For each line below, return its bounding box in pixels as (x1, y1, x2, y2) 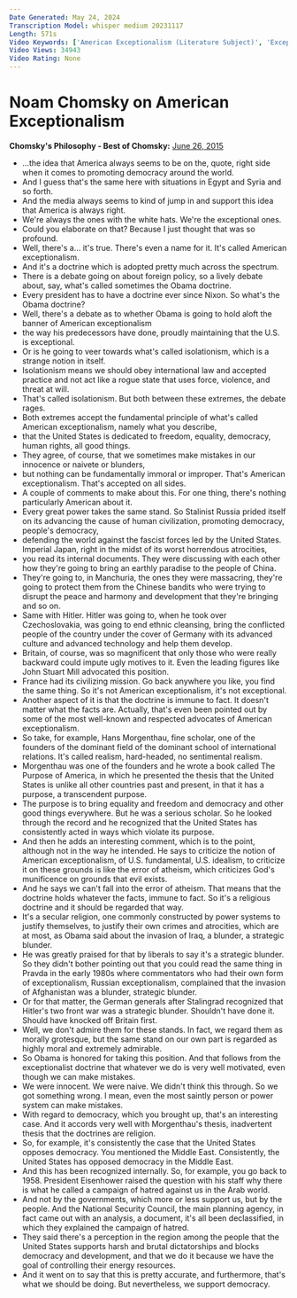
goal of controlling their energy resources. (21, 1260, 176, 1271)
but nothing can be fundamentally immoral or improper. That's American (21, 468, 286, 479)
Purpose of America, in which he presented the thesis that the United (21, 770, 274, 780)
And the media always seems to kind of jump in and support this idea (21, 195, 274, 206)
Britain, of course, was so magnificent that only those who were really (21, 647, 277, 658)
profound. (21, 232, 59, 244)
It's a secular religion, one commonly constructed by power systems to (21, 911, 281, 922)
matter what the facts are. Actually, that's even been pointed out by (21, 704, 268, 715)
